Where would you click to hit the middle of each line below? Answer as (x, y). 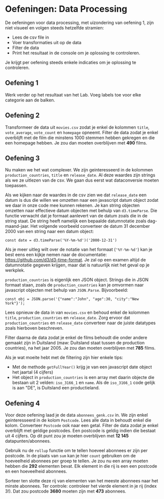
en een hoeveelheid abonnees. (36, 472)
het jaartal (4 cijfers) (33, 372)
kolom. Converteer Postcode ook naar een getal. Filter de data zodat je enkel (82, 426)
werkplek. (15, 270)
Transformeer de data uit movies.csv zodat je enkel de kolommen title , (77, 127)
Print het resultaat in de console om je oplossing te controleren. (76, 53)
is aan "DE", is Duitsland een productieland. (56, 388)
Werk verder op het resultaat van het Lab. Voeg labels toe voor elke (73, 95)
